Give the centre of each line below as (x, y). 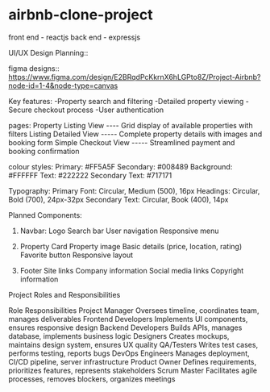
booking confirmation (44, 151)
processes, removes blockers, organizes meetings (92, 379)
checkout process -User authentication (99, 110)
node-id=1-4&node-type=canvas (63, 85)
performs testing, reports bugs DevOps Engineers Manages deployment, (129, 353)
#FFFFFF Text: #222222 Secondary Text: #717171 (90, 175)
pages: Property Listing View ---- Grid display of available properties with (131, 125)
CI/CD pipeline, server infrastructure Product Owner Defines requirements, (133, 361)
